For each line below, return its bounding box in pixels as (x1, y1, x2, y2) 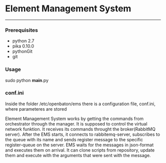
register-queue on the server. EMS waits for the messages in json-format (5, 142, 154, 148)
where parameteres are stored (5, 106, 67, 112)
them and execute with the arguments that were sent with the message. (5, 152, 151, 158)
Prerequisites (5, 27, 38, 34)
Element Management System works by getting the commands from (5, 116, 144, 122)
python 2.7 (12, 38, 35, 44)
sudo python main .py (5, 77, 49, 83)
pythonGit (12, 48, 33, 54)
